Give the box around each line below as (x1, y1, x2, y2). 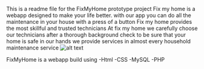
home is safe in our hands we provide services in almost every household (6, 38, 191, 45)
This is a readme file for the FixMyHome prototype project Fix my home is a (6, 5, 196, 12)
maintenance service (6, 44, 59, 51)
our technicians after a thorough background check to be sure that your (6, 31, 186, 38)
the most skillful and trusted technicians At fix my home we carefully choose (6, 24, 198, 32)
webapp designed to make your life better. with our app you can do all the (6, 12, 192, 19)
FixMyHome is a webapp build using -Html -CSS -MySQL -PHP (6, 56, 165, 63)
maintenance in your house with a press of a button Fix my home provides (6, 18, 192, 25)
